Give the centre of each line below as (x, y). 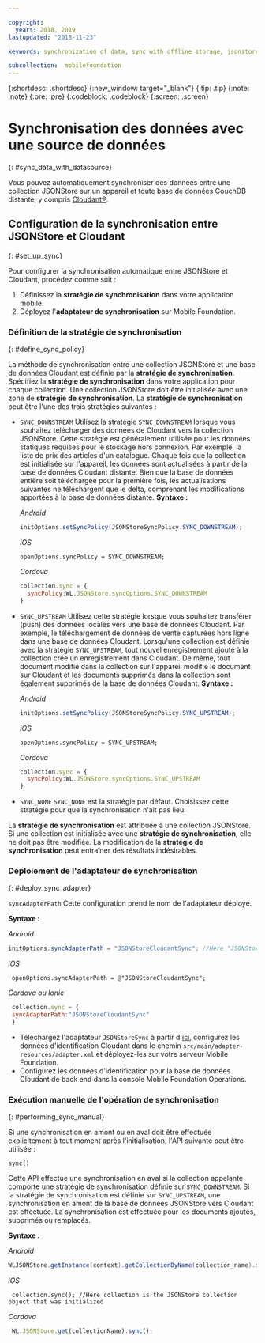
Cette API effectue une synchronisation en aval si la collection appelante (125, 1178)
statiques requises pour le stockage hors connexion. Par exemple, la (131, 447)
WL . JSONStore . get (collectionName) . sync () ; (82, 1331)
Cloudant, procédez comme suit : (62, 279)
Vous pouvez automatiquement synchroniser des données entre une (119, 183)
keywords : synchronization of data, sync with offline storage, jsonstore (134, 51)
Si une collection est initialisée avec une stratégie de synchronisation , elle (130, 834)
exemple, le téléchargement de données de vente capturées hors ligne (134, 633)
